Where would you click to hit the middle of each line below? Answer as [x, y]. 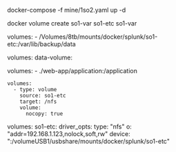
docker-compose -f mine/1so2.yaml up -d [67, 10]
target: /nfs [38, 102]
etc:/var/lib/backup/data [41, 44]
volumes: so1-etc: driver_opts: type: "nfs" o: [70, 126]
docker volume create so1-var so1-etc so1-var [72, 23]
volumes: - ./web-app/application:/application [72, 71]
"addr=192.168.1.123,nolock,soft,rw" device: [69, 134]
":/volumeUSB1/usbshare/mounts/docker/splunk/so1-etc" [89, 141]
